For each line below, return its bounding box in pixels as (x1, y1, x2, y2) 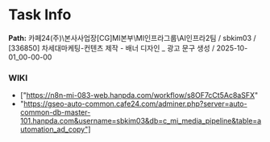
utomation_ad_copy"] (19, 124, 91, 134)
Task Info (8, 6, 72, 24)
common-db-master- (19, 108, 91, 117)
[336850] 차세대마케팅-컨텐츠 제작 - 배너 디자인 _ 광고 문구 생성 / (8, 43, 215, 53)
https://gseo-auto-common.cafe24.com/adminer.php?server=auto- (23, 99, 247, 109)
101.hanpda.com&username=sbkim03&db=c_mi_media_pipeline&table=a (19, 116, 262, 126)
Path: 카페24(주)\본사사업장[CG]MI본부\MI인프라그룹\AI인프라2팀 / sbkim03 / (8, 33, 256, 43)
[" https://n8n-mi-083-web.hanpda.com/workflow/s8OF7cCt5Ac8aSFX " (19, 91, 259, 100)
